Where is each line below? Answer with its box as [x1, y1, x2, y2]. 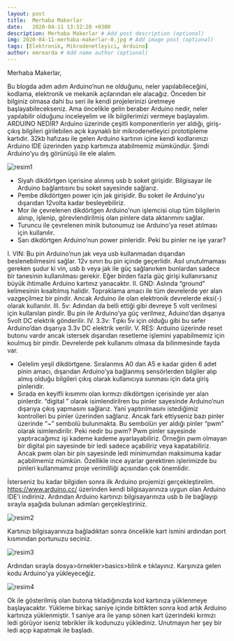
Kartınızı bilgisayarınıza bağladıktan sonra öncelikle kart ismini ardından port [7, 527, 226, 535]
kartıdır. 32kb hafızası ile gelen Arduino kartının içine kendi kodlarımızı [7, 134, 208, 142]
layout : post [7, 10, 45, 18]
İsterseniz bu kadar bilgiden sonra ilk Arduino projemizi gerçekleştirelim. [7, 477, 215, 485]
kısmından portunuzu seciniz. [7, 534, 92, 543]
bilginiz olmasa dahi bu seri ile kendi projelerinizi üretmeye [7, 97, 176, 105]
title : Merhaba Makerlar [7, 17, 82, 24]
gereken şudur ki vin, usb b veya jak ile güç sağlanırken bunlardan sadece [7, 264, 220, 273]
